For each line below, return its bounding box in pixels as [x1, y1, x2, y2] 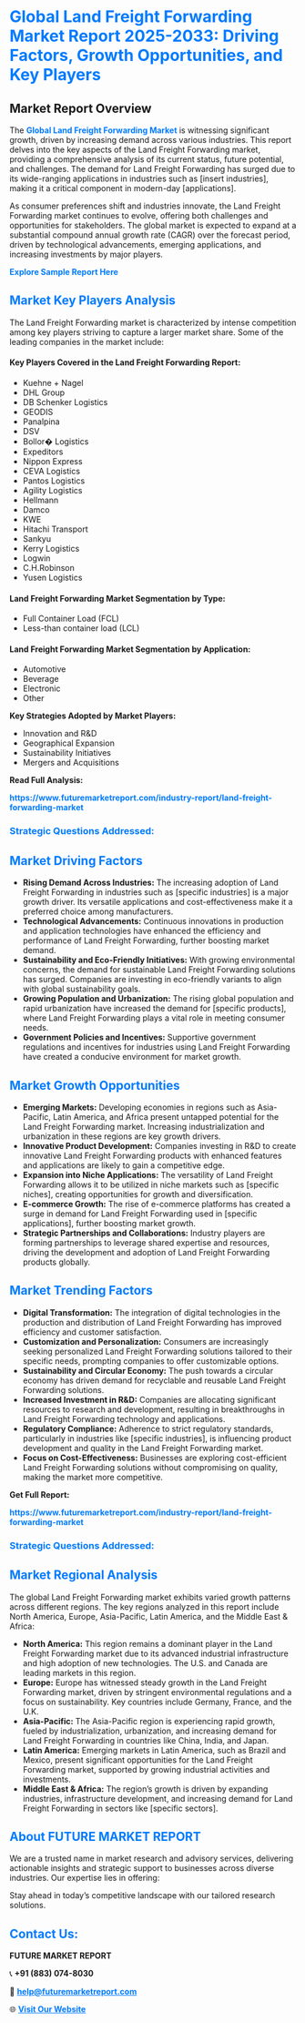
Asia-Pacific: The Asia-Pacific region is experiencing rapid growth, [22, 1715, 276, 1726]
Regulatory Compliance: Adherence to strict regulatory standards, [22, 1423, 274, 1434]
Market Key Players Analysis [9, 293, 176, 309]
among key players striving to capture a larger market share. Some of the [9, 326, 284, 338]
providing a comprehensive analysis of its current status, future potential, [9, 154, 284, 165]
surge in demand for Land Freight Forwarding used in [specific [22, 1208, 258, 1219]
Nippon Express [22, 456, 84, 467]
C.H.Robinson [22, 563, 75, 574]
